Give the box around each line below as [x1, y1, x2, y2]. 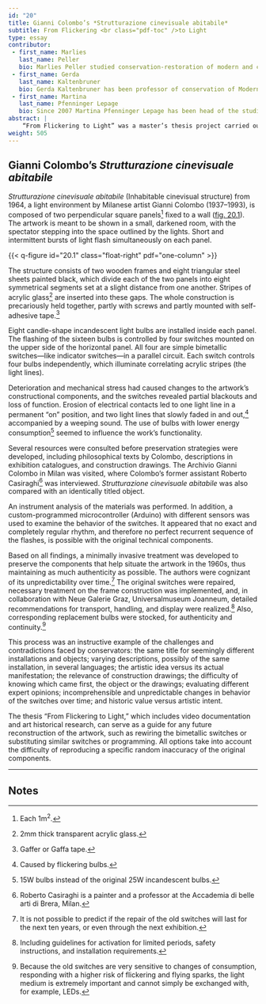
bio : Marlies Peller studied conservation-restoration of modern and [18, 63, 253, 71]
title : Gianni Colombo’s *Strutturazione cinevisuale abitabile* [8, 19, 228, 27]
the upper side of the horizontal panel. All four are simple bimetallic [8, 343, 227, 352]
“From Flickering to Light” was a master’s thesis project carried [22, 122, 249, 130]
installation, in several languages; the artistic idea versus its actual [8, 662, 224, 672]
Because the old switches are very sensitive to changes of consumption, [19, 961, 257, 971]
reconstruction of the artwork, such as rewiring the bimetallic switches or [8, 729, 247, 738]
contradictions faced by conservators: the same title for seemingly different [8, 646, 255, 655]
